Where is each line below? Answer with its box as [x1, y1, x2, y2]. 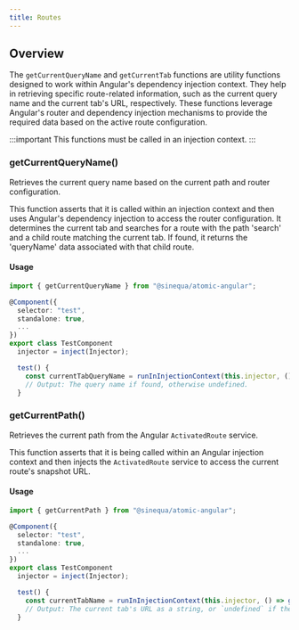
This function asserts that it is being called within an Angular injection [9, 446, 264, 457]
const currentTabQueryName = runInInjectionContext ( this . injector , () [25, 372, 293, 380]
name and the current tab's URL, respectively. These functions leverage [9, 98, 273, 109]
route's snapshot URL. [9, 465, 91, 477]
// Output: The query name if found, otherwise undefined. [25, 380, 249, 389]
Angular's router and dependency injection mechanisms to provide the [9, 108, 268, 119]
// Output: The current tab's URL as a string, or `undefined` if [25, 604, 277, 613]
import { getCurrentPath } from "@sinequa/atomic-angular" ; [9, 505, 238, 515]
